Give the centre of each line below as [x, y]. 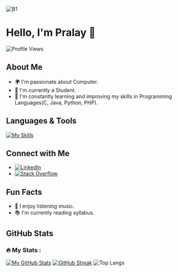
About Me [24, 67]
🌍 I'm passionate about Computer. [56, 81]
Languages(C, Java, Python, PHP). [56, 102]
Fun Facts [24, 192]
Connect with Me [38, 153]
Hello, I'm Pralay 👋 [51, 33]
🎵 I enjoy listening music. [44, 206]
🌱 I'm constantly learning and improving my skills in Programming [93, 96]
